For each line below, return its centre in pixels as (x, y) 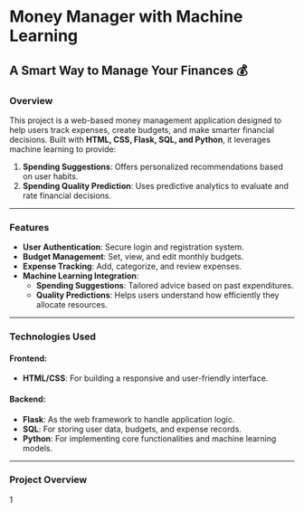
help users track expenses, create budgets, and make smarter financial (142, 129)
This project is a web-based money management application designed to (146, 120)
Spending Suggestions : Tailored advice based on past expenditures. (165, 286)
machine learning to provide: (63, 149)
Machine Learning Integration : (81, 276)
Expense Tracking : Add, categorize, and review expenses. (132, 266)
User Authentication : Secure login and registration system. (133, 247)
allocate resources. (72, 305)
